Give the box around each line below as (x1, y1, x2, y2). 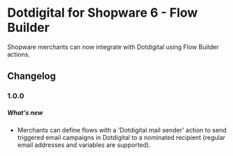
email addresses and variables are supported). (17, 141, 151, 149)
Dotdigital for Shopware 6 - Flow (7, 5, 198, 21)
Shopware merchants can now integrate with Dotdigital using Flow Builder (7, 42, 219, 51)
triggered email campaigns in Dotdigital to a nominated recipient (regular (17, 134, 226, 142)
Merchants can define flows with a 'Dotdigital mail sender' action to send (17, 126, 227, 134)
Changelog (7, 70, 56, 82)
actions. (7, 50, 30, 58)
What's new (7, 108, 43, 116)
